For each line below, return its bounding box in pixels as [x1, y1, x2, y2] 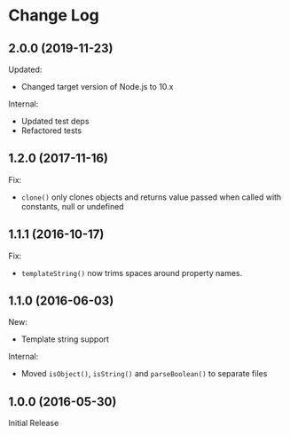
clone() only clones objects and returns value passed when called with [20, 192, 282, 202]
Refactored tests [20, 125, 82, 136]
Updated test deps [20, 116, 90, 126]
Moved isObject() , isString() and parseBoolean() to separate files [20, 368, 268, 379]
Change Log [8, 5, 99, 26]
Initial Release [8, 418, 59, 429]
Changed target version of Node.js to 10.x [20, 82, 174, 91]
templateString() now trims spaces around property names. [20, 267, 243, 278]
